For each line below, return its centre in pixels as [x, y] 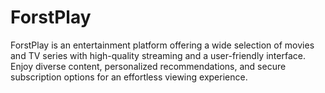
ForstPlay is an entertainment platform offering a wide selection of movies [162, 45]
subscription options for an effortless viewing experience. [129, 77]
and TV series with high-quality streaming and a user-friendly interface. [158, 55]
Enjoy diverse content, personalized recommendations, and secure [148, 66]
